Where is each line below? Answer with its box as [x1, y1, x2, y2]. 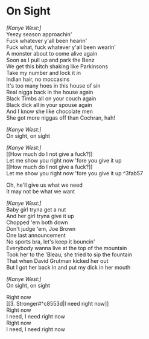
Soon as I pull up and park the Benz [6, 56, 95, 63]
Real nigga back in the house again [6, 88, 94, 95]
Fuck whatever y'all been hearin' [6, 37, 87, 44]
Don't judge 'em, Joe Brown [6, 225, 76, 232]
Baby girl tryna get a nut [6, 205, 66, 213]
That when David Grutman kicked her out [6, 257, 109, 264]
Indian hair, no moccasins [6, 76, 70, 83]
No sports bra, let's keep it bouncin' [6, 237, 95, 245]
